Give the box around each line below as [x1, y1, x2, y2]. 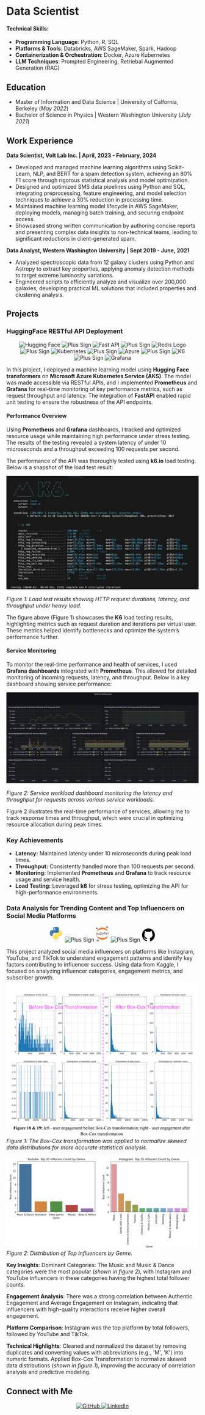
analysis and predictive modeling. [6, 1369, 91, 1376]
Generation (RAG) [15, 64, 60, 71]
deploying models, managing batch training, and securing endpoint [15, 209, 184, 216]
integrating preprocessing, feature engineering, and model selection [15, 189, 187, 197]
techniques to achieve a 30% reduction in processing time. [15, 196, 164, 203]
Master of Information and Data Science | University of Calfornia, [15, 98, 179, 106]
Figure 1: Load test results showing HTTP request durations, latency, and [6, 595, 190, 602]
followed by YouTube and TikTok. [6, 1331, 90, 1338]
